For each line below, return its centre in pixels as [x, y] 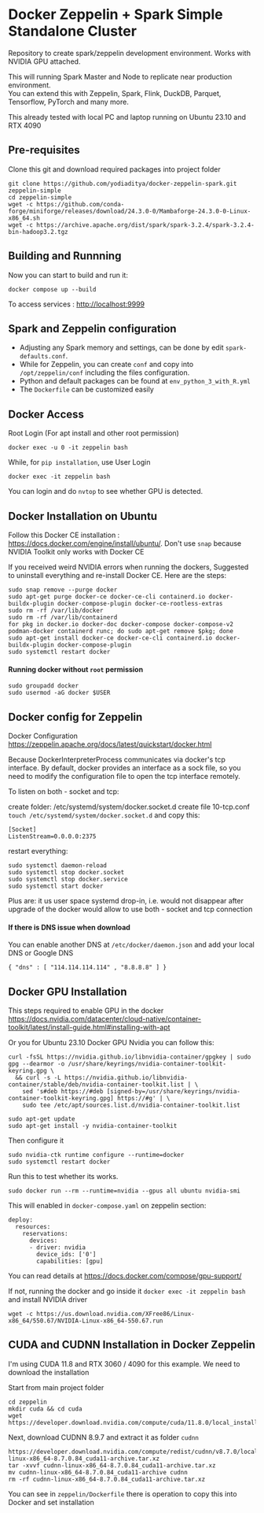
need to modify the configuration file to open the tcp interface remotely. [125, 777]
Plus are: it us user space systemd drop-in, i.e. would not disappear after [126, 901]
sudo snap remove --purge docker [63, 590]
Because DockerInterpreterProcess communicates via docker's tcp [117, 760]
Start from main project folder [56, 1387]
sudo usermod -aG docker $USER [59, 693]
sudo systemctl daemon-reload [58, 866]
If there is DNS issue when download [70, 927]
